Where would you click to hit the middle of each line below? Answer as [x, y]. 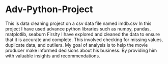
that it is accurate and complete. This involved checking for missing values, [84, 40]
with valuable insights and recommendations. [53, 56]
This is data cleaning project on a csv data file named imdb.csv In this [78, 23]
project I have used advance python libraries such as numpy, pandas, [78, 28]
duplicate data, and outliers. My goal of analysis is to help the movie [77, 45]
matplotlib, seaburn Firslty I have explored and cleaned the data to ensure [83, 34]
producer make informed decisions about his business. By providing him [81, 50]
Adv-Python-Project [49, 9]
